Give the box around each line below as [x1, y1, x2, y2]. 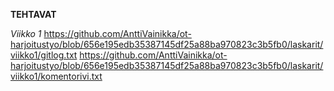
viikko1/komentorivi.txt [10, 70, 103, 82]
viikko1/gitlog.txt [10, 49, 78, 61]
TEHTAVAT [10, 9, 57, 20]
